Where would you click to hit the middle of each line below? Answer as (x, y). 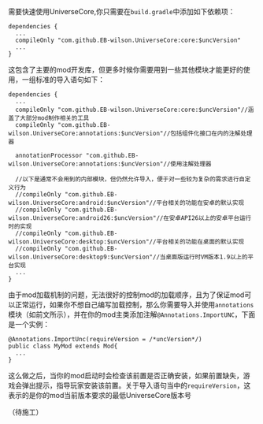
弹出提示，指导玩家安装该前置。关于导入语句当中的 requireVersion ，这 (136, 385)
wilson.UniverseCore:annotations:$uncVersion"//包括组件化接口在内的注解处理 (130, 133)
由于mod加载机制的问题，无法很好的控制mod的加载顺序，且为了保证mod (126, 295)
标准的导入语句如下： (70, 80)
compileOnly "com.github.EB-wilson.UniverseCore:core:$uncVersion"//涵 (135, 110)
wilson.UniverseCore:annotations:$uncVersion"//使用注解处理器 (110, 164)
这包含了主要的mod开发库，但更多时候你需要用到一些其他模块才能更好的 (126, 70)
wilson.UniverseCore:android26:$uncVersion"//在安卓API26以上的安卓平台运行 (130, 218)
